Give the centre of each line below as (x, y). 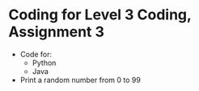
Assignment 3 (57, 32)
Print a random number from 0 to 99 (80, 80)
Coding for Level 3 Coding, (100, 15)
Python (44, 63)
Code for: (36, 54)
